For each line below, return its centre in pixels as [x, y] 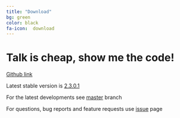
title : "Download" [29, 12]
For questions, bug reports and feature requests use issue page [84, 109]
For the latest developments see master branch [64, 97]
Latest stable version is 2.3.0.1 [43, 86]
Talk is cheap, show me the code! [90, 58]
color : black [22, 23]
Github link [19, 74]
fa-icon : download [30, 28]
